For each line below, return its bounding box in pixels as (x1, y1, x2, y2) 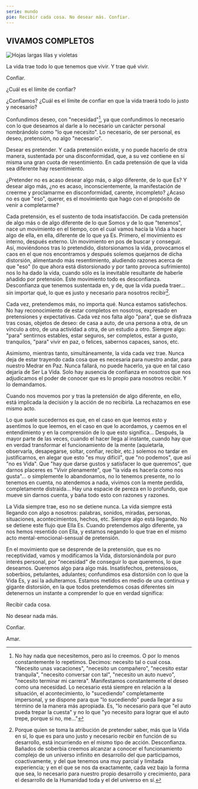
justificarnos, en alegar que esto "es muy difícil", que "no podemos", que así (6, 453, 192, 461)
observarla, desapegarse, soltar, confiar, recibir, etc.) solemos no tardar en (6, 448, 188, 455)
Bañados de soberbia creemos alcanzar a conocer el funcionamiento (14, 745, 183, 752)
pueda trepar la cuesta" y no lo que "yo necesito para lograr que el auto (14, 708, 190, 715)
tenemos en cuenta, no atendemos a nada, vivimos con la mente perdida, (6, 479, 184, 486)
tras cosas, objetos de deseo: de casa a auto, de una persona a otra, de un (6, 319, 188, 326)
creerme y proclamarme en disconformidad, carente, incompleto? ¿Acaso (6, 189, 185, 196)
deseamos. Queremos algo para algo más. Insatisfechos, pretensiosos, (6, 564, 179, 571)
